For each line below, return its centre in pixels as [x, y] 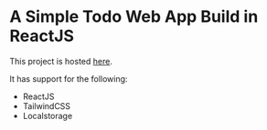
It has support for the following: [69, 78]
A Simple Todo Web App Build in [134, 17]
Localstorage [48, 115]
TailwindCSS [47, 105]
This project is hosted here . [61, 61]
